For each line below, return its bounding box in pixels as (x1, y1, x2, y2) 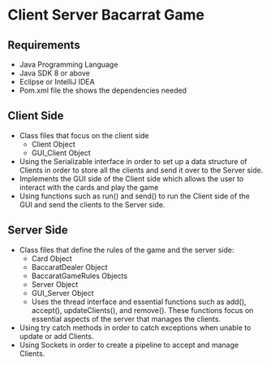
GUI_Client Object (31, 148, 91, 158)
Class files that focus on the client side (19, 130, 149, 140)
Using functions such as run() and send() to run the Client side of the (19, 191, 251, 201)
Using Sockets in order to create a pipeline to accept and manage (19, 340, 239, 350)
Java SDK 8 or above (19, 68, 90, 78)
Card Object (31, 254, 72, 263)
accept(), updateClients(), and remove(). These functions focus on (31, 305, 254, 315)
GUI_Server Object (31, 288, 94, 298)
